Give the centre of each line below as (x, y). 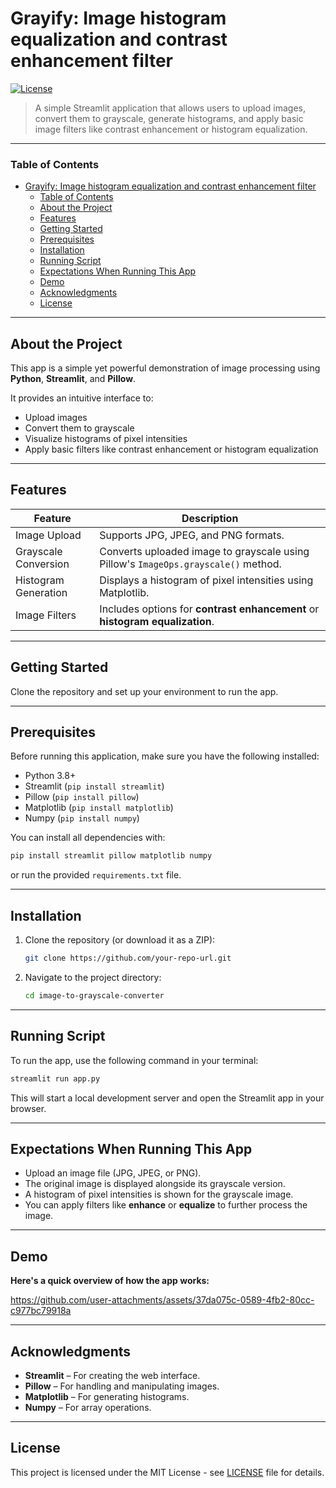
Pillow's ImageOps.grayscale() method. (190, 564)
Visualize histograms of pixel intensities (106, 439)
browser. (28, 1108)
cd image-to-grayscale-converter (94, 996)
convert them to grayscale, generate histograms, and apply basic (169, 118)
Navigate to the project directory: (93, 978)
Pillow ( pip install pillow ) (82, 797)
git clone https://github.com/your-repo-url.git (128, 958)
